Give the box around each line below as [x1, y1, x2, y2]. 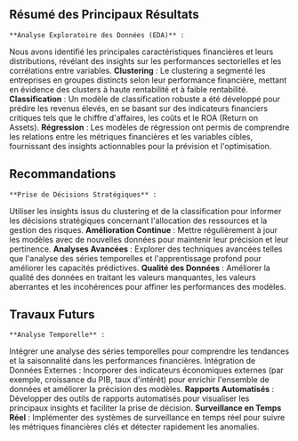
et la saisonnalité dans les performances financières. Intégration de [9, 356, 256, 366]
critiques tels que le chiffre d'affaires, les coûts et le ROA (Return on [9, 112, 259, 123]
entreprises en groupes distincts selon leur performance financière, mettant [9, 75, 287, 85]
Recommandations [9, 166, 117, 181]
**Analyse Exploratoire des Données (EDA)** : [9, 30, 185, 39]
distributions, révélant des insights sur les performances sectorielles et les [9, 55, 282, 66]
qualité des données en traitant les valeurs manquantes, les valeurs [9, 271, 256, 283]
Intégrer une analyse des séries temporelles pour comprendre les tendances [9, 346, 290, 357]
